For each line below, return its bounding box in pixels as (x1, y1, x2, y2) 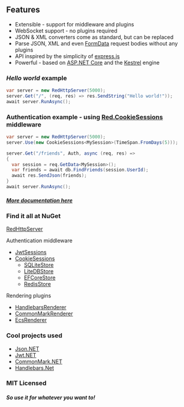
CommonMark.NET (14, 358, 63, 365)
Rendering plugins (6, 292, 52, 299)
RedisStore (23, 281, 51, 288)
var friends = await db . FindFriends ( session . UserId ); (11, 167, 149, 173)
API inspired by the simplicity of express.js (14, 52, 120, 59)
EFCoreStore (23, 274, 56, 281)
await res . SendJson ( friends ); (11, 173, 87, 179)
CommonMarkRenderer (14, 310, 73, 317)
